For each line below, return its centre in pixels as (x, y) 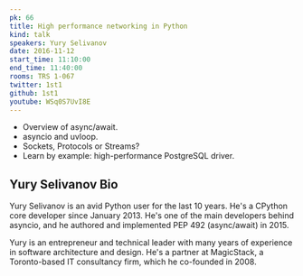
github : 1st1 (34, 93)
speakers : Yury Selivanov (58, 43)
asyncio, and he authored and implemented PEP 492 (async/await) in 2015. (149, 225)
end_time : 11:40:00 (46, 69)
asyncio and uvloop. (60, 137)
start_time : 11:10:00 (50, 60)
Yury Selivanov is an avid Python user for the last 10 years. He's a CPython (148, 206)
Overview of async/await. (70, 127)
